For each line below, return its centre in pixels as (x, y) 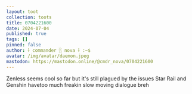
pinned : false (24, 45)
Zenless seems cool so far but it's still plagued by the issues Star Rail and (96, 79)
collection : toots (29, 17)
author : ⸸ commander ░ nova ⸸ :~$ (48, 51)
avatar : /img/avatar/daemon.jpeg (48, 56)
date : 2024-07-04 (28, 28)
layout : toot (22, 12)
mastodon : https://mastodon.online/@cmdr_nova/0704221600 (80, 61)
